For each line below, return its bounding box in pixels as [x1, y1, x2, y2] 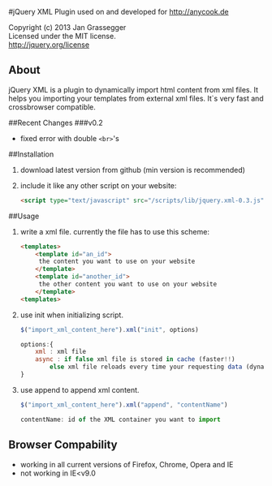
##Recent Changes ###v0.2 [8, 118, 103, 127]
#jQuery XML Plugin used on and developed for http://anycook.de [8, 7, 229, 16]
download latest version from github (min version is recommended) [19, 165, 246, 174]
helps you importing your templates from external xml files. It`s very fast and [8, 93, 264, 103]
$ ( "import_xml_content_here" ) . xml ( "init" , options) [19, 325, 199, 333]
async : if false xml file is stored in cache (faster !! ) [35, 355, 235, 363]
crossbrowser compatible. [8, 101, 96, 112]
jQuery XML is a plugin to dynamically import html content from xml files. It [8, 84, 258, 94]
